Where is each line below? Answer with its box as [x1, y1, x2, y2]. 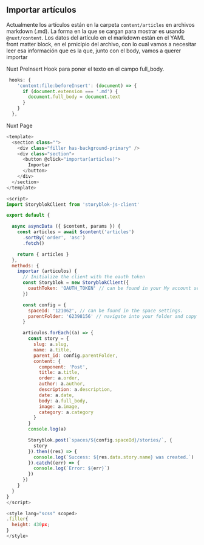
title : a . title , [38, 370, 80, 376]
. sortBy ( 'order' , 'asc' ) [22, 234, 86, 241]
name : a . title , [33, 346, 72, 353]
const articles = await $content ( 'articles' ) [17, 229, 135, 235]
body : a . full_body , [38, 398, 88, 404]
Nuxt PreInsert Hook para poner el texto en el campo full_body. [6, 65, 165, 72]
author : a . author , [38, 381, 86, 387]
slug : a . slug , [33, 341, 69, 348]
